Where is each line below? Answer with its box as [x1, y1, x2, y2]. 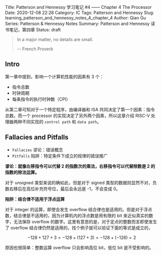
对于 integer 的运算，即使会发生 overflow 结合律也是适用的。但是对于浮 [5, 206, 148, 212]
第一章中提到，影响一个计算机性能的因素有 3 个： [5, 74, 104, 79]
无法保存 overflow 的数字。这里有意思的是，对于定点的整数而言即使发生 [13, 218, 157, 224]
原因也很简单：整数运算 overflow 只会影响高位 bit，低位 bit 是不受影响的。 [5, 244, 154, 250]
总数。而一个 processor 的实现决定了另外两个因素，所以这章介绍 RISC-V [5, 113, 150, 118]
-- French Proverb [17, 46, 54, 52]
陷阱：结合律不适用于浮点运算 [5, 196, 65, 202]
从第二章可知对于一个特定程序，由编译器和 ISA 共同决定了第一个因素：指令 [5, 106, 155, 112]
